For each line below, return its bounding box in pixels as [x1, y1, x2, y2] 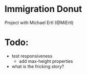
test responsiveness [11, 53, 52, 59]
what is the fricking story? [11, 63, 65, 69]
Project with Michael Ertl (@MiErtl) [4, 20, 74, 25]
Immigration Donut [4, 3, 83, 15]
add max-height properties [19, 58, 73, 64]
